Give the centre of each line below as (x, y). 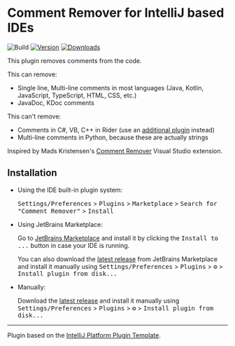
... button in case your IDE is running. (73, 245)
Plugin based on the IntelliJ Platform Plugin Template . (84, 335)
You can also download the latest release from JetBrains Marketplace (117, 259)
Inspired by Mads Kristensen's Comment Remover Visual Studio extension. (115, 151)
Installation (32, 173)
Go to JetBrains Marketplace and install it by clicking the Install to (118, 238)
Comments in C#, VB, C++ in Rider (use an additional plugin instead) (116, 130)
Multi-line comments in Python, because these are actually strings (113, 137)
